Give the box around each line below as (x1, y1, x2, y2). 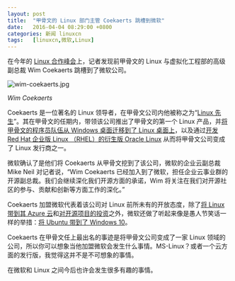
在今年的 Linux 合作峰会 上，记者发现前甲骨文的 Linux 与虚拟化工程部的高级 (7, 57, 226, 66)
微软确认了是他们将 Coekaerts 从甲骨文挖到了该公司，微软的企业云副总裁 (7, 159, 221, 167)
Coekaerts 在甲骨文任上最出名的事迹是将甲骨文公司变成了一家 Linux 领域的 (7, 233, 227, 241)
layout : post (7, 10, 46, 18)
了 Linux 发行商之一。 (7, 144, 71, 152)
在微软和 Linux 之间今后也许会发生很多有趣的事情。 (7, 266, 157, 275)
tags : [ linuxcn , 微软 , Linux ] (7, 37, 94, 44)
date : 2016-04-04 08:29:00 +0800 (7, 23, 113, 30)
